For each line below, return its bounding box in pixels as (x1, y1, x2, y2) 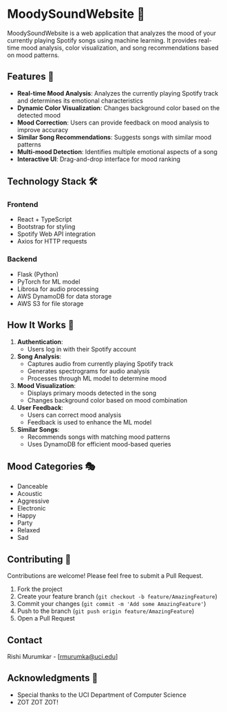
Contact (7, 634, 43, 646)
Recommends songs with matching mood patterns (27, 433, 171, 441)
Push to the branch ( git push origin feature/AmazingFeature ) (17, 607, 195, 615)
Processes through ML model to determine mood (27, 374, 167, 382)
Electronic (17, 504, 46, 513)
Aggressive (17, 497, 50, 505)
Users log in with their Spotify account (27, 345, 136, 353)
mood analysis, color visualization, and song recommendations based (21, 43, 219, 52)
